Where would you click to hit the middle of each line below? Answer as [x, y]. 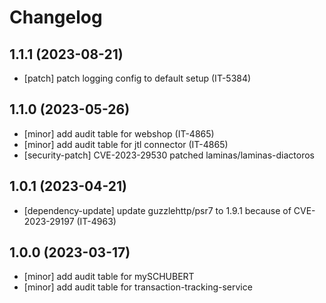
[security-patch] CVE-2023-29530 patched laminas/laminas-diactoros [169, 155]
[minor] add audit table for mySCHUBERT [109, 277]
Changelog [56, 17]
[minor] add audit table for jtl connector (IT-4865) [126, 144]
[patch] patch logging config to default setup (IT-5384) [137, 78]
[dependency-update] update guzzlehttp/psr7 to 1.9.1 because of [157, 210]
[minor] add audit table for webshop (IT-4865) [119, 133]
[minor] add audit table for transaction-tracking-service [138, 287]
